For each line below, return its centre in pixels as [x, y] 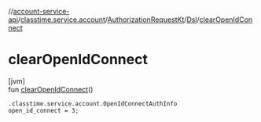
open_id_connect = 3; [44, 110]
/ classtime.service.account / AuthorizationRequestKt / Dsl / [109, 20]
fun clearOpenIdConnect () [51, 89]
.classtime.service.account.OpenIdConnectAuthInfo [93, 104]
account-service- [41, 11]
